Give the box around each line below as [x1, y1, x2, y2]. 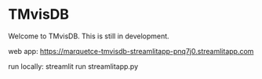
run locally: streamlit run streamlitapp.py [8, 61, 139, 71]
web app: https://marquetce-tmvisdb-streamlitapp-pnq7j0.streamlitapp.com [8, 46, 254, 56]
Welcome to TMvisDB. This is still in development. [8, 31, 170, 41]
